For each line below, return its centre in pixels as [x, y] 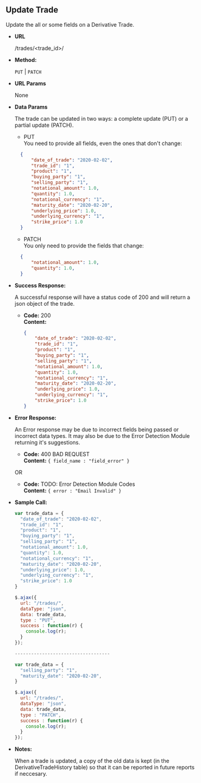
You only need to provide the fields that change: [83, 246]
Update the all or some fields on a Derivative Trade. [70, 24]
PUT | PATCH [28, 72]
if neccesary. [31, 774]
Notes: [23, 749]
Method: [26, 59]
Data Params [31, 107]
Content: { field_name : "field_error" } [77, 460]
